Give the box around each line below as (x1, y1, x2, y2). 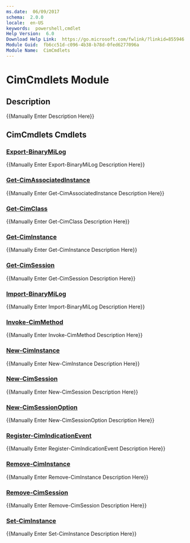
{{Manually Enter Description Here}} (6, 113, 95, 120)
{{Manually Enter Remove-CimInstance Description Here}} (6, 473, 148, 480)
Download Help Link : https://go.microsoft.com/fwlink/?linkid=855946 (6, 36, 185, 42)
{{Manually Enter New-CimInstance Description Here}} (6, 360, 140, 367)
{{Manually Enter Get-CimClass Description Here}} (6, 218, 130, 225)
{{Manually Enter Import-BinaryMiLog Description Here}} (6, 303, 145, 310)
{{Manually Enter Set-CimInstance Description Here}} (6, 530, 137, 538)
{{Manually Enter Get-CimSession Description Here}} (6, 274, 136, 282)
